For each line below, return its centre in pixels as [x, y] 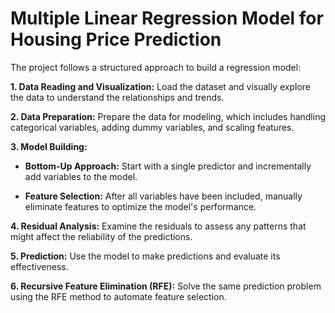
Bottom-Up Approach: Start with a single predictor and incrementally [168, 166]
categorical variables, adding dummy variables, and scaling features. [152, 127]
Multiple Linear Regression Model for [167, 18]
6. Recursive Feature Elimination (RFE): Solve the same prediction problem [166, 286]
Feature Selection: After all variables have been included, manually [163, 196]
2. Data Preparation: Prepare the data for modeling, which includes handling [168, 116]
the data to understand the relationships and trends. [117, 97]
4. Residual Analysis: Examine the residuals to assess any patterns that [158, 226]
